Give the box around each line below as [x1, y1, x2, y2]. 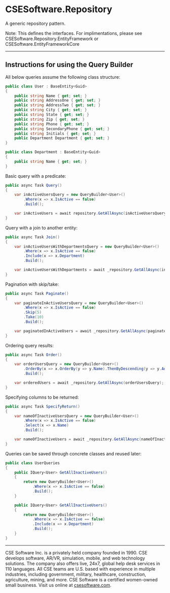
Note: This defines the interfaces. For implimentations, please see [5, 30, 143, 36]
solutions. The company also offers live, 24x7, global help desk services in [5, 560, 160, 567]
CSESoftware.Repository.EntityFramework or [5, 36, 99, 42]
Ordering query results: [5, 342, 54, 348]
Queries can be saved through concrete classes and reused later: [5, 450, 142, 456]
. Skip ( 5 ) [23, 310, 42, 315]
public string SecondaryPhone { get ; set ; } [14, 126, 110, 131]
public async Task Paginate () [5, 291, 69, 296]
